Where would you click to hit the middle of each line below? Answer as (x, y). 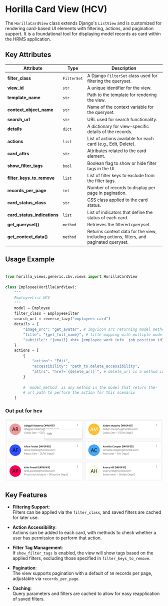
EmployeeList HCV (32, 298)
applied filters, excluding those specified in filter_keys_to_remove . (81, 558)
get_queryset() (23, 224)
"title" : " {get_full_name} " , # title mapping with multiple (87, 335)
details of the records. (110, 132)
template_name (24, 97)
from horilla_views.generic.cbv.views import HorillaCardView (71, 277)
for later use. (25, 518)
